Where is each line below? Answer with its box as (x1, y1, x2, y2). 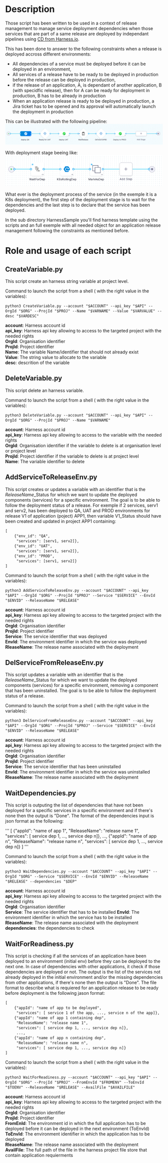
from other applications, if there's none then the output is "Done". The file (5, 980, 156, 985)
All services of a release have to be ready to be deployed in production (12, 71, 158, 77)
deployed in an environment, (12, 66, 71, 72)
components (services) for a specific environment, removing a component (5, 682, 158, 688)
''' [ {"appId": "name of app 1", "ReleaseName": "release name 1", (5, 828, 139, 834)
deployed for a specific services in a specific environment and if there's (5, 808, 153, 814)
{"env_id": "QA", (14, 533, 50, 539)
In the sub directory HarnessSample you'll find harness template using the (5, 217, 158, 223)
